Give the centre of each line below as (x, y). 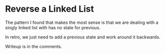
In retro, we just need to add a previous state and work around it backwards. (83, 37)
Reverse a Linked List (50, 9)
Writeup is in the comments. (34, 46)
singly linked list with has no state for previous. (53, 27)
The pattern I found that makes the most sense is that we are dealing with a (82, 22)
